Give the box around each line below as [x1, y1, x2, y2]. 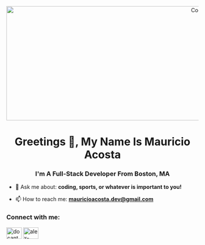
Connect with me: [6, 213, 60, 222]
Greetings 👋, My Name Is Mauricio [14, 135, 191, 149]
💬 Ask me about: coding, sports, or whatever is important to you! [15, 183, 182, 191]
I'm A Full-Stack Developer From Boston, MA [35, 169, 170, 178]
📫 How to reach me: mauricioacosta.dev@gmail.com [15, 196, 154, 203]
